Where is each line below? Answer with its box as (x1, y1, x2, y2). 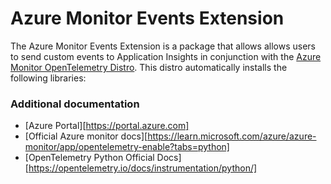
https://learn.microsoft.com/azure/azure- (147, 130, 317, 142)
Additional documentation (10, 97, 140, 111)
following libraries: (10, 72, 87, 84)
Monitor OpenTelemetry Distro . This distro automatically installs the (10, 61, 288, 73)
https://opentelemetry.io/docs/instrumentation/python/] (28, 162, 258, 174)
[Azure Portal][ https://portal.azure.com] (24, 120, 190, 132)
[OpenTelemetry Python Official (24, 152, 155, 164)
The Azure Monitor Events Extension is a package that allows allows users (10, 40, 316, 52)
